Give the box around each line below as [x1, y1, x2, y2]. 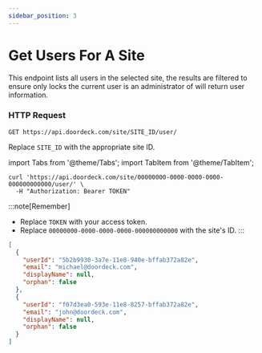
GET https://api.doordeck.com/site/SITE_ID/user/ [8, 128, 178, 136]
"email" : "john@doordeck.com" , [22, 308, 127, 316]
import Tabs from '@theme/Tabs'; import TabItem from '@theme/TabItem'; [8, 157, 255, 167]
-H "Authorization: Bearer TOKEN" [15, 187, 131, 195]
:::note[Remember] [8, 201, 71, 211]
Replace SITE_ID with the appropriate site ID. [8, 142, 155, 152]
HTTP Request [8, 110, 67, 121]
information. [8, 90, 49, 99]
